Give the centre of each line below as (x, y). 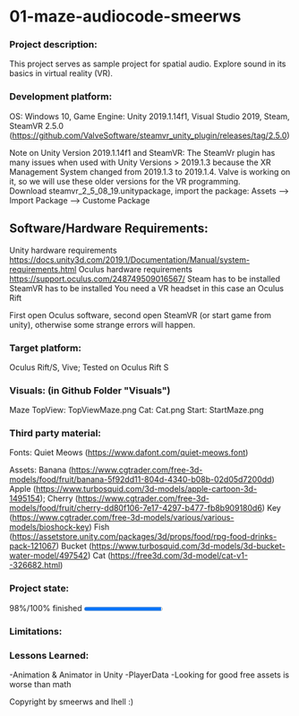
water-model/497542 (49, 556)
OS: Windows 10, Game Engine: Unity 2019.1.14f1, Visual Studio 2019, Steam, (149, 116)
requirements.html (43, 269)
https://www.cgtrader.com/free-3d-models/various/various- (123, 518)
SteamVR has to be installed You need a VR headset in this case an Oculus (147, 288)
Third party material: (55, 434)
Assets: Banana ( (40, 470)
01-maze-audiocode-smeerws (125, 17)
